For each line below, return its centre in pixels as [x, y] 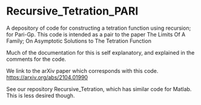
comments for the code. [36, 59]
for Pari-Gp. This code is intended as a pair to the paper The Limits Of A [96, 34]
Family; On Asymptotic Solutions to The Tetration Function [79, 41]
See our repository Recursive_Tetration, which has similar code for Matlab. [99, 89]
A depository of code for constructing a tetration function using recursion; [99, 28]
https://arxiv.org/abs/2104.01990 [47, 77]
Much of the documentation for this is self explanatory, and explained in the [100, 52]
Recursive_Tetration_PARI [72, 11]
